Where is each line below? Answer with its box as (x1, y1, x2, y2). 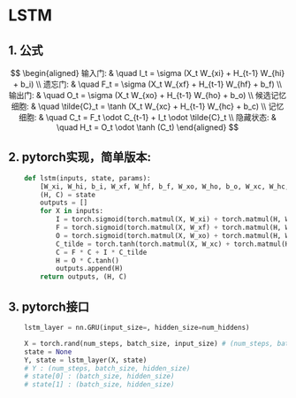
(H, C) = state (40, 190, 96, 199)
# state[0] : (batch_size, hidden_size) (24, 372, 175, 381)
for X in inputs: (40, 207, 103, 216)
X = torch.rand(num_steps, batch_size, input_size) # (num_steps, (24, 339, 274, 348)
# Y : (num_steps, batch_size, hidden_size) (24, 364, 191, 372)
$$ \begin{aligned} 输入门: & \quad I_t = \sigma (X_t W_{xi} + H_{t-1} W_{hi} (10, 68, 285, 78)
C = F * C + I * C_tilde (55, 248, 148, 256)
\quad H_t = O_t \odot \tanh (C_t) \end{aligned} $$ (56, 122, 239, 133)
